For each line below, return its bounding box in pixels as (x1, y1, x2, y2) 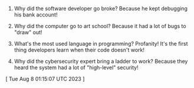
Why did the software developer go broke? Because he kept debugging (14, 5, 188, 12)
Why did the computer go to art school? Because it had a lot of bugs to (14, 23, 186, 29)
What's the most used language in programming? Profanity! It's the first (14, 40, 188, 47)
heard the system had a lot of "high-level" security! (14, 64, 139, 71)
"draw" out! (14, 29, 42, 36)
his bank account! (14, 11, 58, 18)
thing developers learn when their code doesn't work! (14, 46, 145, 53)
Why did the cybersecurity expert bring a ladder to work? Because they (14, 58, 188, 65)
